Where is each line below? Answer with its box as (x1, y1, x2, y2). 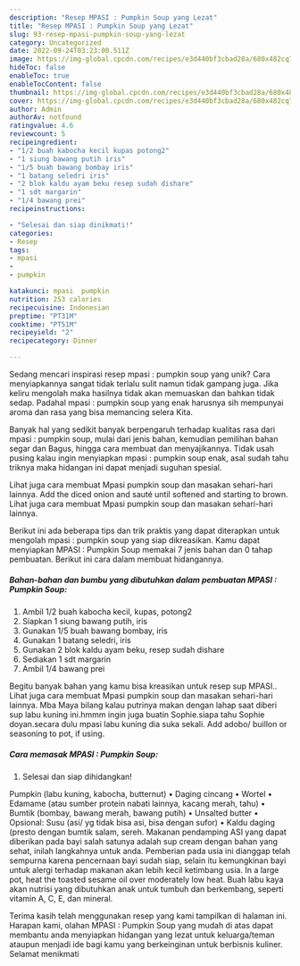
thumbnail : (9, 88, 50, 97)
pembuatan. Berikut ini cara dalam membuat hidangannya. (9, 554, 224, 564)
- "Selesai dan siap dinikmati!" (9, 220, 134, 229)
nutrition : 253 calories (9, 294, 102, 304)
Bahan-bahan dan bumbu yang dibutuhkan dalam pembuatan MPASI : (9, 574, 278, 585)
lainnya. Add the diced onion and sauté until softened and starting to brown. (9, 489, 288, 499)
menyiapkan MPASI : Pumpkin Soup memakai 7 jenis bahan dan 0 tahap (9, 545, 273, 555)
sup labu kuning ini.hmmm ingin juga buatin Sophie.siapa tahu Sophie (9, 708, 265, 720)
